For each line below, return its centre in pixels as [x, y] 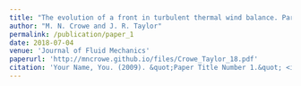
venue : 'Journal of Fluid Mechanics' [80, 51]
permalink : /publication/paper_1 [72, 34]
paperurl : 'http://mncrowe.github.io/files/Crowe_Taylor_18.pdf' [133, 59]
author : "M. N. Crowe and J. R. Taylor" [86, 26]
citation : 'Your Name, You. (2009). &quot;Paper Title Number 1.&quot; [146, 68]
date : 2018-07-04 [42, 43]
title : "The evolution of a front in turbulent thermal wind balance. [144, 17]
